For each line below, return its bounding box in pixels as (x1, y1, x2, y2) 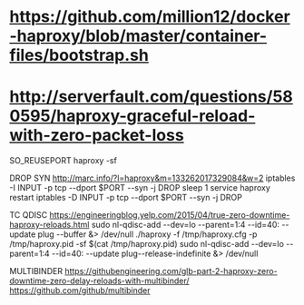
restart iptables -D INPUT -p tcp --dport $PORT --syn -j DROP (9, 192, 242, 203)
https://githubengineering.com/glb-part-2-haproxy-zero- (64, 266, 279, 277)
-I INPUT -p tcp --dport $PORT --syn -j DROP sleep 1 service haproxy (9, 182, 270, 193)
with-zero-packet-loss (9, 125, 184, 146)
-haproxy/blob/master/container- (9, 25, 268, 46)
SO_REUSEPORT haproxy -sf (9, 155, 118, 166)
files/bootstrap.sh (9, 45, 150, 65)
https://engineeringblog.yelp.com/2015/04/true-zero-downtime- (49, 210, 290, 221)
